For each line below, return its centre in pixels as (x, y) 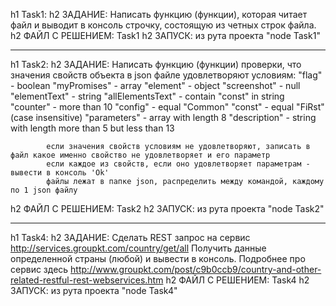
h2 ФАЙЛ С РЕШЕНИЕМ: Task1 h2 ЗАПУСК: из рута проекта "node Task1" (165, 35)
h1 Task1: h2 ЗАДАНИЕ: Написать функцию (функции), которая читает (159, 14)
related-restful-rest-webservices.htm (87, 280)
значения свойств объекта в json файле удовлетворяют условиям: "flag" (166, 75)
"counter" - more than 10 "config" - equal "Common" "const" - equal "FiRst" (167, 107)
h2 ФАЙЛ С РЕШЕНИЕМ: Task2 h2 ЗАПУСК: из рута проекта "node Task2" (167, 208)
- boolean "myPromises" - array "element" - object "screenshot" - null (155, 85)
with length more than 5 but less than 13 (92, 128)
